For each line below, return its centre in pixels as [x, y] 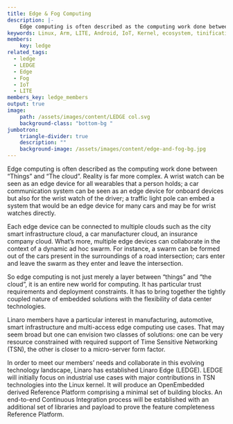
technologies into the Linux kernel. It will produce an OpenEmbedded [106, 385]
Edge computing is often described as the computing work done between [112, 169]
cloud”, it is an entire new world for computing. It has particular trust [104, 284]
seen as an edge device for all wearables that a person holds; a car [103, 184]
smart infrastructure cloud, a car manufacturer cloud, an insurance [102, 234]
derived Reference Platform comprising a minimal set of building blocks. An [115, 392]
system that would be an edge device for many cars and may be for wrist [112, 206]
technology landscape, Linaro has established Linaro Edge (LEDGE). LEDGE [115, 370]
